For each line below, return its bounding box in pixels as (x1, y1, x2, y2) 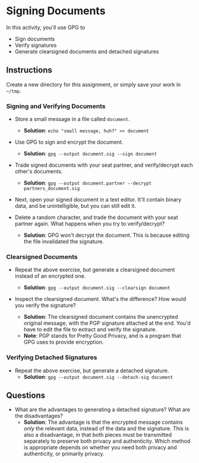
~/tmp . (6, 87, 21, 94)
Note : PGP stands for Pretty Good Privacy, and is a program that (23, 332, 181, 340)
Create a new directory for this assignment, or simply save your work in (6, 81, 181, 88)
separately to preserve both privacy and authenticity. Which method (23, 437, 191, 445)
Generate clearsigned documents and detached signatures (14, 47, 159, 55)
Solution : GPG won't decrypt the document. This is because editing (23, 231, 190, 239)
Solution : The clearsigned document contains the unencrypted (23, 313, 178, 321)
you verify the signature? (14, 302, 76, 309)
